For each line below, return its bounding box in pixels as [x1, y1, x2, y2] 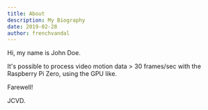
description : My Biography [7, 17, 86, 24]
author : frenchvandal [7, 29, 70, 37]
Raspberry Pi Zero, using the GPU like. [7, 70, 117, 78]
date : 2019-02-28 [7, 23, 58, 30]
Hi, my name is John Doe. [7, 49, 81, 57]
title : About [7, 10, 45, 17]
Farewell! [7, 83, 33, 91]
